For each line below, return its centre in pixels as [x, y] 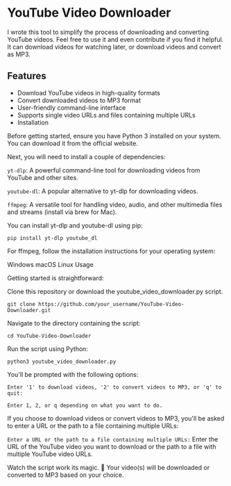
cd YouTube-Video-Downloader [49, 336]
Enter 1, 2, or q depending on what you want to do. [85, 405]
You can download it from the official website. [73, 143]
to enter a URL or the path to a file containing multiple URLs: [93, 426]
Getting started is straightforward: [55, 278]
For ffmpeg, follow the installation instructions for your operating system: [111, 251]
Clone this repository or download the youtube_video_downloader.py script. [115, 291]
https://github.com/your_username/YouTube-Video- [111, 304]
